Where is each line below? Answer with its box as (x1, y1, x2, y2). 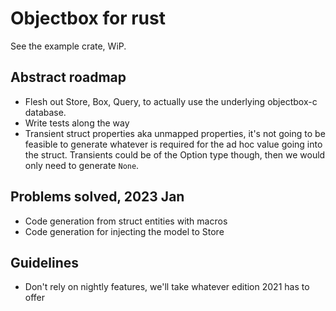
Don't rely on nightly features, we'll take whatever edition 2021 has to (24, 281, 310, 293)
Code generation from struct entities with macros (24, 215, 228, 227)
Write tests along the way (24, 117, 130, 129)
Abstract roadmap (10, 69, 127, 86)
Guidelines (10, 254, 79, 271)
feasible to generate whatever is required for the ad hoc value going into (24, 138, 323, 150)
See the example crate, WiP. (10, 40, 127, 52)
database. (24, 106, 67, 118)
